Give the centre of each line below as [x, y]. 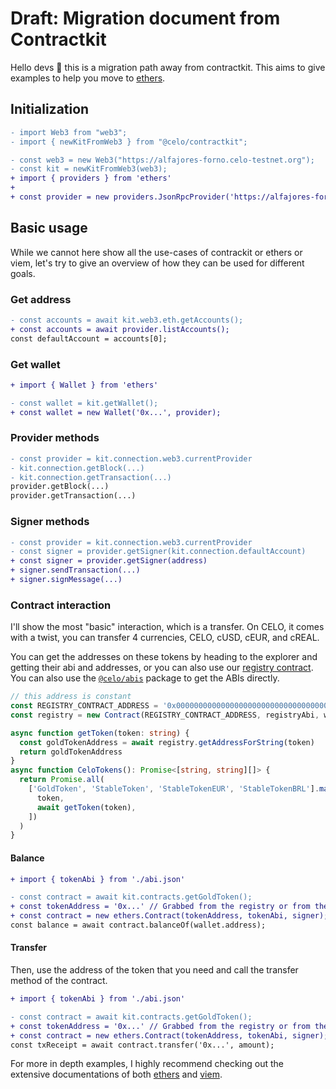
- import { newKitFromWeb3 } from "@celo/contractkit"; [129, 142]
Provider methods [55, 438]
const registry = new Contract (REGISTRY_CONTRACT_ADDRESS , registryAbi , [165, 715]
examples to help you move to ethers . [88, 78]
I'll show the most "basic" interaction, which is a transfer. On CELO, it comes [167, 627]
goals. [23, 273]
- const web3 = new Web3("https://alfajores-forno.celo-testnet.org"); [162, 160]
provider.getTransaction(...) [73, 496]
